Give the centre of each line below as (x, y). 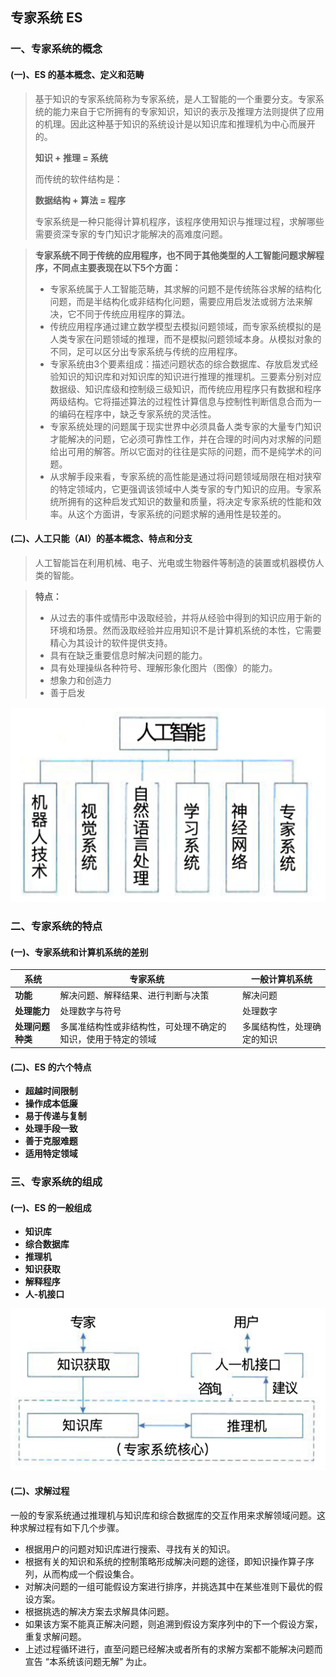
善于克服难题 (51, 1141)
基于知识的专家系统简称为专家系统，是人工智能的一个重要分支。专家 (175, 99)
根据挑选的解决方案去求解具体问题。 (99, 1611)
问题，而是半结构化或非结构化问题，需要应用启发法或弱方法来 (177, 301)
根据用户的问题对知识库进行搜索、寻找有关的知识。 (130, 1549)
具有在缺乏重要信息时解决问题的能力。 (128, 655)
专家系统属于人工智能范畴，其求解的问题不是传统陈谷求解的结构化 (185, 289)
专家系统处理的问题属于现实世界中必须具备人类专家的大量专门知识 (185, 426)
